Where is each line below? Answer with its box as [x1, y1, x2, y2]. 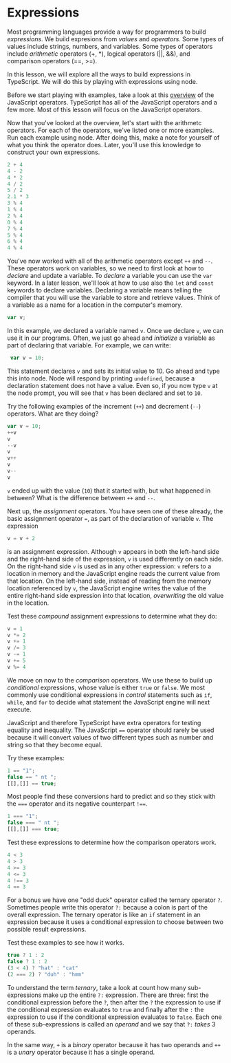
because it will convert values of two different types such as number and [7, 733, 214, 741]
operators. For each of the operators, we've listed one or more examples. [7, 126, 214, 134]
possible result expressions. [7, 925, 87, 934]
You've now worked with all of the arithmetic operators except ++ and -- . [7, 257, 213, 266]
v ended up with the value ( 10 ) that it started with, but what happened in [7, 486, 211, 495]
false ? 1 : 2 [7, 958, 48, 965]
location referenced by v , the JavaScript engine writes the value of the [7, 583, 206, 592]
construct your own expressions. [7, 148, 100, 156]
